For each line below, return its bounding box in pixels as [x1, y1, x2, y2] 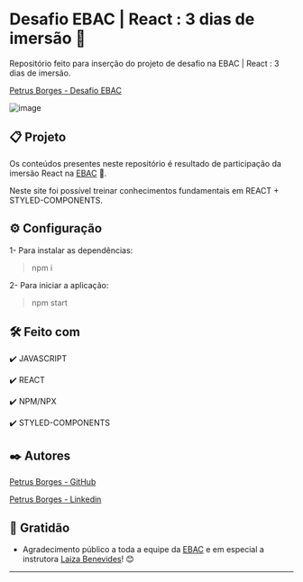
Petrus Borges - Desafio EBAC [9, 85, 122, 95]
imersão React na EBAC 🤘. [9, 168, 107, 178]
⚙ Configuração [9, 221, 102, 236]
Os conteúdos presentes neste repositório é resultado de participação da [9, 158, 282, 168]
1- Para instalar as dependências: [9, 244, 133, 256]
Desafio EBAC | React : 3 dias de [9, 9, 255, 30]
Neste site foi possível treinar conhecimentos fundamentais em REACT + [9, 185, 280, 196]
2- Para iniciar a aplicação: [9, 279, 109, 290]
